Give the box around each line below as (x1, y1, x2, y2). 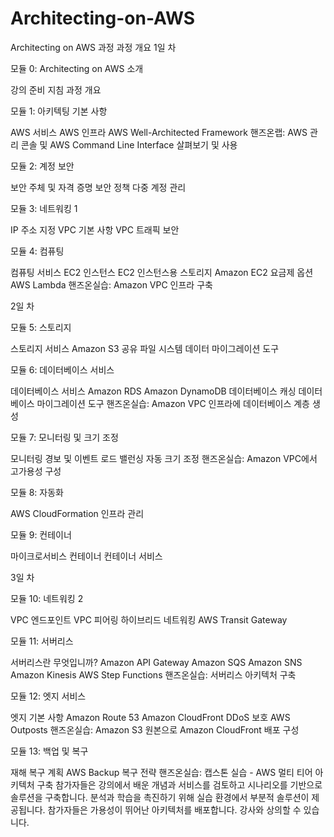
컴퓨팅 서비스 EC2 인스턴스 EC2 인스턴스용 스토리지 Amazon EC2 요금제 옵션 (10, 266, 314, 278)
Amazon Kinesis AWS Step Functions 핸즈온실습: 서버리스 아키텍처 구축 (10, 668, 297, 681)
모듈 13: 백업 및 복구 (10, 745, 89, 757)
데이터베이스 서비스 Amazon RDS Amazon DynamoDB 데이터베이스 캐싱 (10, 385, 297, 397)
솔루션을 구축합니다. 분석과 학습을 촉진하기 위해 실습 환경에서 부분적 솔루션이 (10, 791, 310, 803)
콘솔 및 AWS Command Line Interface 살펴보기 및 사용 (20, 138, 238, 151)
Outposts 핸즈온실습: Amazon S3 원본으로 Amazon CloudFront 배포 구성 (10, 723, 300, 736)
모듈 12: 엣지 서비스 (10, 690, 87, 702)
